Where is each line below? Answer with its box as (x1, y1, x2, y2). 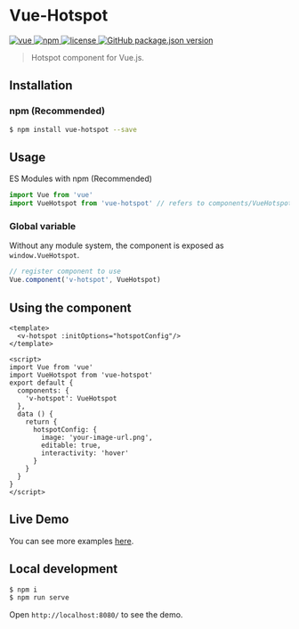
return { (25, 417, 58, 426)
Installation (9, 78, 73, 94)
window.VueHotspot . (9, 250, 80, 261)
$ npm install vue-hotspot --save (9, 125, 138, 134)
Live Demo (9, 512, 69, 527)
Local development (9, 561, 118, 576)
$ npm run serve (9, 593, 69, 602)
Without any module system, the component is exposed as (9, 240, 224, 251)
